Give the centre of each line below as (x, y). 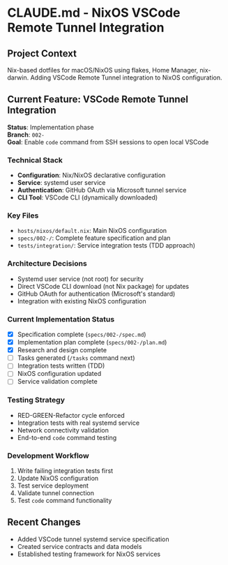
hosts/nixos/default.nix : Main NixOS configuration (92, 231)
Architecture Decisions (47, 264)
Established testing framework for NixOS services (89, 554)
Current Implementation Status (61, 319)
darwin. (18, 77)
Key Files (23, 216)
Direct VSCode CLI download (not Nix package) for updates (103, 286)
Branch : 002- (26, 135)
